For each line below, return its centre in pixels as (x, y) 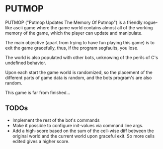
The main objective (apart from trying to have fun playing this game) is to (80, 42)
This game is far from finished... (38, 92)
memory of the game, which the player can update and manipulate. (74, 33)
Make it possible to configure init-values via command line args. (78, 125)
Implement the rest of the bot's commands (56, 120)
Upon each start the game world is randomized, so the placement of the (79, 72)
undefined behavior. (26, 63)
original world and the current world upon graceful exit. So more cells (83, 136)
